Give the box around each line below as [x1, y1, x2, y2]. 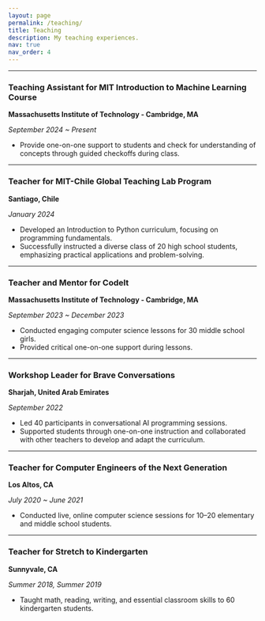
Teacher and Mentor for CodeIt [8, 277, 129, 288]
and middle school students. [19, 519, 112, 528]
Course [8, 92, 37, 103]
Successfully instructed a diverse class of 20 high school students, [19, 241, 238, 251]
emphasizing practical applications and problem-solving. [19, 250, 205, 259]
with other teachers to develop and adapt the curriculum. [19, 435, 205, 445]
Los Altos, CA [8, 480, 54, 490]
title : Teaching [8, 26, 62, 34]
